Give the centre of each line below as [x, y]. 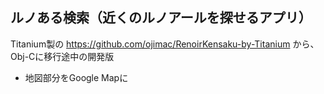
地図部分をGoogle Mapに [76, 77]
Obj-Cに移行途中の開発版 [62, 56]
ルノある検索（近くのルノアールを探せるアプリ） [161, 18]
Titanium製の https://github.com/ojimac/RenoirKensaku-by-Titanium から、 [165, 44]
